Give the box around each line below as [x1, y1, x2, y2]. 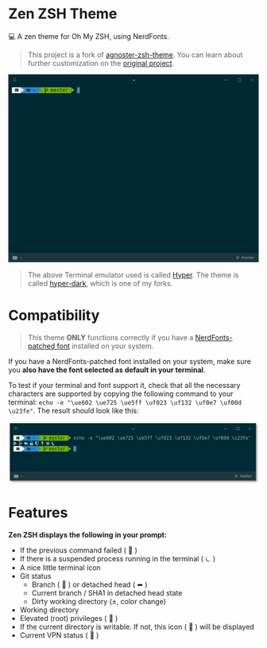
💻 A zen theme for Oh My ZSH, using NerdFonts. [8, 31, 169, 41]
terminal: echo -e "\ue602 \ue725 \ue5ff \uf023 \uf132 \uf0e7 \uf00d [8, 397, 242, 406]
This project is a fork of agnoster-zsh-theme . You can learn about [27, 49, 243, 60]
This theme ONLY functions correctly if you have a [27, 332, 194, 342]
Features [8, 504, 68, 522]
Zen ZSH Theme [8, 5, 118, 23]
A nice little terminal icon [19, 562, 101, 572]
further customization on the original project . [27, 58, 175, 68]
